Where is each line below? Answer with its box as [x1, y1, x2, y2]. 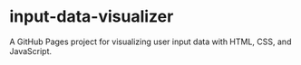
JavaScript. [9, 45, 53, 56]
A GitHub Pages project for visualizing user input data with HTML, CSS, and [9, 36, 292, 47]
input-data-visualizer [9, 6, 174, 27]
